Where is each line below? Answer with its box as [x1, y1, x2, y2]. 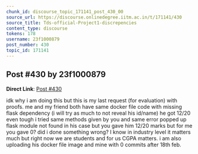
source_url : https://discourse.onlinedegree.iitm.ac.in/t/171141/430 [6, 14, 183, 20]
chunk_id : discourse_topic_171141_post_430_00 [6, 8, 124, 15]
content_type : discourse [6, 25, 68, 32]
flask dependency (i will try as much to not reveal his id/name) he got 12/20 [6, 109, 191, 117]
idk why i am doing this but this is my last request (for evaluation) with [6, 96, 177, 104]
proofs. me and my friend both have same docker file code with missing [6, 103, 183, 110]
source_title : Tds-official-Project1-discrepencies [6, 20, 137, 26]
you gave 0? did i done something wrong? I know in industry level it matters [6, 128, 191, 136]
